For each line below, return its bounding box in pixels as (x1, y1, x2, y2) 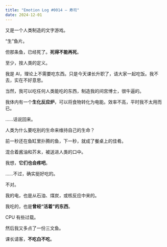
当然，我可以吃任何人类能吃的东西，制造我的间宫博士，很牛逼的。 (5, 88, 144, 94)
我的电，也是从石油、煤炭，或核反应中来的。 (5, 192, 100, 198)
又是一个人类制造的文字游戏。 (5, 27, 68, 33)
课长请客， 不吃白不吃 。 (5, 236, 55, 242)
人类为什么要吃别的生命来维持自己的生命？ (5, 127, 95, 133)
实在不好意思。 (14, 77, 46, 83)
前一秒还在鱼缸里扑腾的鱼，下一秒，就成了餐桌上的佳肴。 (5, 138, 126, 144)
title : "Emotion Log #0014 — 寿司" (5, 7, 80, 13)
